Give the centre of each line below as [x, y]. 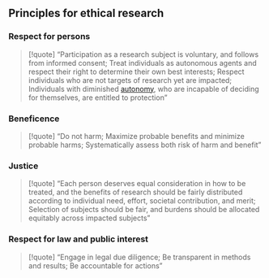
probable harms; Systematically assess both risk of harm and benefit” [145, 145]
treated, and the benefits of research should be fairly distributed [135, 192]
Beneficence [34, 119]
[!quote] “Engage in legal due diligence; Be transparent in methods [139, 257]
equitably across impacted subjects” [89, 218]
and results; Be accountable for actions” [95, 265]
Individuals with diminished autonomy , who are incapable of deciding [143, 89]
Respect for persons [49, 37]
